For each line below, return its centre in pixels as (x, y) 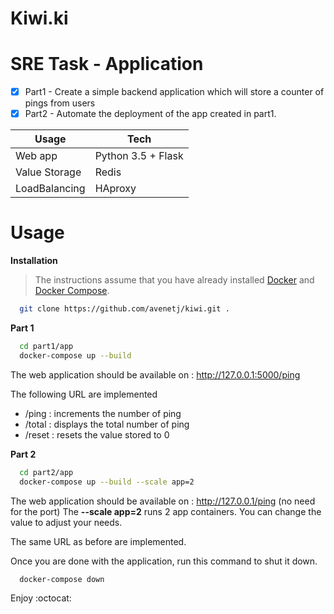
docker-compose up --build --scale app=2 (107, 482)
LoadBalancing (50, 189)
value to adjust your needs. (66, 522)
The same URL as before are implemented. (98, 541)
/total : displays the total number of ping (107, 424)
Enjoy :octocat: (41, 598)
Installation (34, 261)
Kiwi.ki (39, 18)
